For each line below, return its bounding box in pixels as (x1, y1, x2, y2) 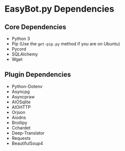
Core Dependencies (4, 23, 66, 31)
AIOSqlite (11, 99, 31, 105)
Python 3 (11, 36, 30, 41)
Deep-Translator (11, 130, 45, 136)
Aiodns (11, 114, 26, 120)
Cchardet (11, 125, 31, 131)
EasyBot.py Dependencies (4, 3, 114, 15)
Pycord (11, 46, 26, 52)
